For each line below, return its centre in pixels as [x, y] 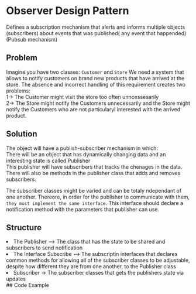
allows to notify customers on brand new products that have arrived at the [95, 78]
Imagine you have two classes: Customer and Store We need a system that [95, 72]
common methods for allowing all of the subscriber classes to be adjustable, [98, 260]
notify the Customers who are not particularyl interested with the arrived [93, 109]
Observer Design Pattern [68, 11]
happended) [172, 33]
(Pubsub [16, 39]
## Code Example [28, 285]
